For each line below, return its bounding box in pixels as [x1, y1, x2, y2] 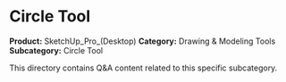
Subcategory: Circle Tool [9, 45, 104, 55]
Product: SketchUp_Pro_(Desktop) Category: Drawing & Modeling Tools [9, 36, 276, 46]
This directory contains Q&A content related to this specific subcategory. [9, 62, 278, 73]
